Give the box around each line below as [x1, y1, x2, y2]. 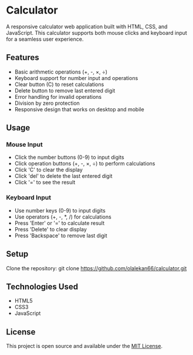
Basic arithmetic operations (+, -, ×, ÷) [14, 68, 107, 75]
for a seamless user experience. [6, 35, 84, 42]
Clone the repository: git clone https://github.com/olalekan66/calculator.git [6, 264, 187, 271]
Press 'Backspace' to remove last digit [14, 232, 107, 239]
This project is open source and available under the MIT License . [6, 343, 163, 350]
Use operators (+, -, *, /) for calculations [14, 213, 111, 220]
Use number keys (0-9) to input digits [14, 207, 106, 214]
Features [6, 52, 39, 62]
